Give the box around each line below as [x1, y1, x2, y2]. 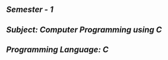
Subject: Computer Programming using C [6, 25, 162, 35]
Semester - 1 [6, 5, 53, 15]
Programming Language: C [6, 45, 109, 55]
